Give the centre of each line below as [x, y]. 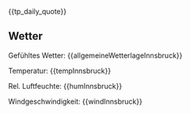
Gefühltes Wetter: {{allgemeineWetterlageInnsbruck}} [95, 55]
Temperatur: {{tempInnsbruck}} [60, 70]
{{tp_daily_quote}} [38, 11]
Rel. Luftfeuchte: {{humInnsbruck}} [65, 85]
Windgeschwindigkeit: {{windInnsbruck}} [75, 101]
